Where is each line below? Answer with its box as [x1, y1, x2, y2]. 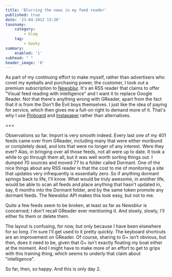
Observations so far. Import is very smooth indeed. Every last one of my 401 [5, 132, 166, 139]
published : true [5, 12, 40, 17]
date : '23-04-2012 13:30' [5, 17, 61, 22]
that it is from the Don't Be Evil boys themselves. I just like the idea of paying [5, 101, 167, 108]
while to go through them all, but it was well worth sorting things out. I [5, 154, 153, 160]
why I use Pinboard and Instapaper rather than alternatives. [5, 113, 131, 119]
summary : [5, 46, 24, 51]
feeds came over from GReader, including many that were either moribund [5, 138, 163, 144]
